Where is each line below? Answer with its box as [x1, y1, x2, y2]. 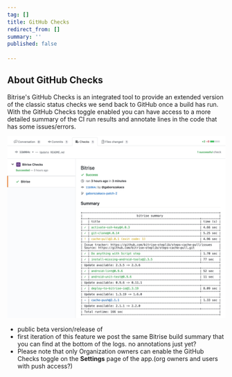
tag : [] [7, 11, 30, 18]
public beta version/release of [17, 325, 103, 333]
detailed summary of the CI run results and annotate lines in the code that [7, 115, 217, 123]
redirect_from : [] [7, 26, 60, 33]
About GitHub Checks [7, 74, 104, 86]
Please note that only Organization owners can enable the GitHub [17, 347, 204, 355]
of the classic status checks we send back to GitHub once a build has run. [7, 100, 219, 108]
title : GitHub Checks [7, 18, 70, 26]
